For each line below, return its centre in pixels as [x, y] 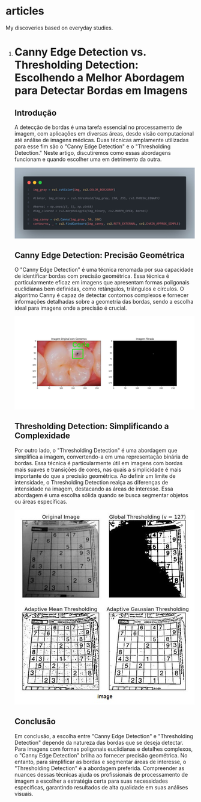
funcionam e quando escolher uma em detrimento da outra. [88, 159]
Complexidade [42, 436]
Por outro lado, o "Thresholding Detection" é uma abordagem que [96, 450]
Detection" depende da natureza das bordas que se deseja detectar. [99, 742]
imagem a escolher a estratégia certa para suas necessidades [91, 781]
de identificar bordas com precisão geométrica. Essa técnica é [91, 276]
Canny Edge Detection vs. [80, 52]
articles [25, 11]
